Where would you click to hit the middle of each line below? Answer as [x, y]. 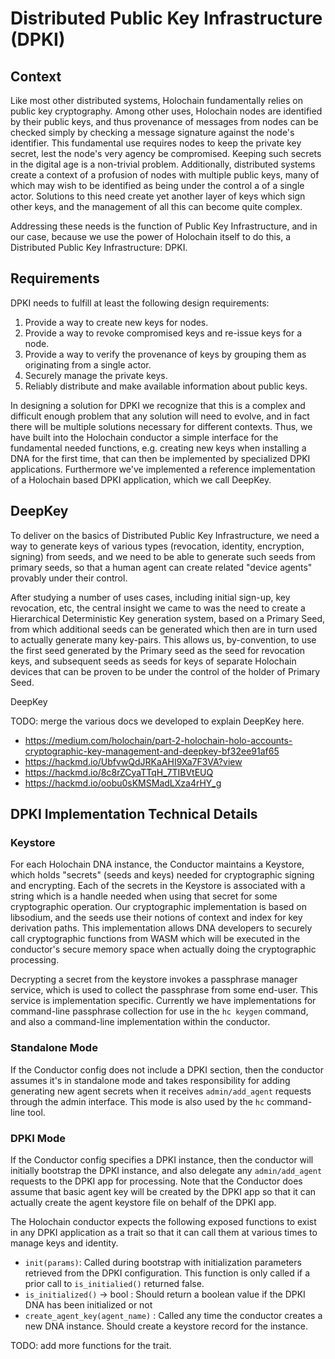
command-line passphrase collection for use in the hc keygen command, [159, 1011]
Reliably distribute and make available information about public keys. [166, 386]
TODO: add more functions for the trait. [91, 1345]
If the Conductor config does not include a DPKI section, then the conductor [167, 1069]
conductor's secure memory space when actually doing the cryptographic [163, 949]
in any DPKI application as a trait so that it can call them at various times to [164, 1232]
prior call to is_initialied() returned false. [114, 1283]
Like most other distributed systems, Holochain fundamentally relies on [157, 100]
